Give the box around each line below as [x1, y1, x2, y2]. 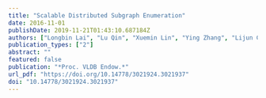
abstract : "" [8, 48, 51, 56]
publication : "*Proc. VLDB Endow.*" [8, 63, 129, 71]
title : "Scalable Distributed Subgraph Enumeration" [8, 11, 186, 20]
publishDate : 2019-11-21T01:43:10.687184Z [8, 26, 150, 34]
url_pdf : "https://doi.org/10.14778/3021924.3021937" [8, 70, 190, 78]
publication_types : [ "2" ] [8, 41, 93, 49]
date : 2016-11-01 [8, 19, 66, 27]
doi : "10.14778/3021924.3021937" [8, 77, 119, 85]
